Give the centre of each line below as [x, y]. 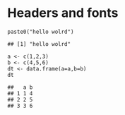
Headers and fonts [63, 13]
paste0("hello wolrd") [41, 32]
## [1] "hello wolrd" [39, 44]
